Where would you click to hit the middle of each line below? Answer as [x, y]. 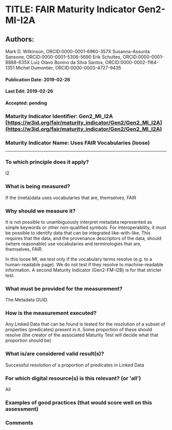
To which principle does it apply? [47, 162]
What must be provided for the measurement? [64, 289]
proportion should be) [28, 340]
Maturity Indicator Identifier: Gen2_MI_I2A [59, 116]
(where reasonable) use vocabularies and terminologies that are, [73, 244]
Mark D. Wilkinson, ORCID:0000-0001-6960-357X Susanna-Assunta [78, 51]
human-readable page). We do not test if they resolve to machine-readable [84, 264]
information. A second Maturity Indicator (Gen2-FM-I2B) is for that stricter [84, 270]
